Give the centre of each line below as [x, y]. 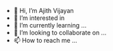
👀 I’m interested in [39, 18]
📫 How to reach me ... [45, 40]
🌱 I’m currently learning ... [50, 25]
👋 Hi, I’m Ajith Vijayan [43, 11]
